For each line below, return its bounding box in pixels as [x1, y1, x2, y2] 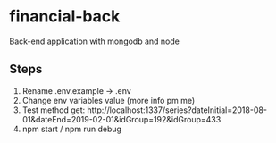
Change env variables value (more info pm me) [21, 95, 196, 105]
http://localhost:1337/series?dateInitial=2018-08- [87, 105, 268, 115]
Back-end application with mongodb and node [9, 36, 180, 46]
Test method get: [21, 105, 86, 115]
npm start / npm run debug [21, 123, 122, 134]
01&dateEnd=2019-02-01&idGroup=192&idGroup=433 [21, 114, 222, 124]
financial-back [9, 6, 121, 27]
